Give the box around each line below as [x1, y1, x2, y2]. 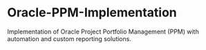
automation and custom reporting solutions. [7, 34, 131, 42]
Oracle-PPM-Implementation [7, 5, 178, 21]
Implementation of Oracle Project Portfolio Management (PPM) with [7, 27, 199, 36]
